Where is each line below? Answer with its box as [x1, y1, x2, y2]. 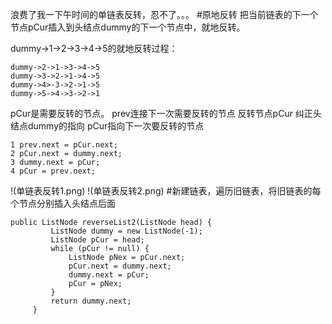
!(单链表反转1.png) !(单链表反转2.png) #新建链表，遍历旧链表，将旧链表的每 [10, 185, 322, 197]
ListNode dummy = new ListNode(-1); [50, 226, 203, 236]
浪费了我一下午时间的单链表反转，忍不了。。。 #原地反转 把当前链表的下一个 [10, 9, 319, 20]
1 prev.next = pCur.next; [10, 140, 118, 150]
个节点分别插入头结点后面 [10, 198, 116, 209]
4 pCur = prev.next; [10, 166, 97, 176]
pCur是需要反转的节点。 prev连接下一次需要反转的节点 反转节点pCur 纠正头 [10, 108, 322, 119]
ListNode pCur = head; [50, 235, 145, 245]
